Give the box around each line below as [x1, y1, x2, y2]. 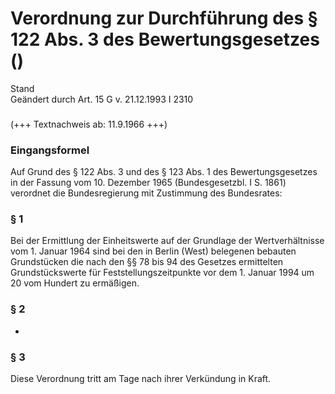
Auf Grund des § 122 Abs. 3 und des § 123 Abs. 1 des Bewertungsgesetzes [10, 166, 318, 178]
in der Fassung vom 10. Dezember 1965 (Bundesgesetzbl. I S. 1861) [10, 177, 287, 189]
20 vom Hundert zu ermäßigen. [10, 277, 140, 289]
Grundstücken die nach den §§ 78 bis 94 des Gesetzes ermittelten [10, 256, 284, 268]
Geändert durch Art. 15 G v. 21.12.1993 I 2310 [10, 93, 194, 105]
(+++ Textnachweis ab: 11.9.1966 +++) [10, 118, 168, 130]
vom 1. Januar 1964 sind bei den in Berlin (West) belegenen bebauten [10, 245, 297, 257]
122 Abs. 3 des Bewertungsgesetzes [10, 28, 320, 51]
